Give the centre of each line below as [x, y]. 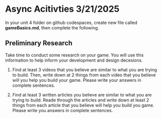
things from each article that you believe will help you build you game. [83, 105]
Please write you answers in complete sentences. [63, 110]
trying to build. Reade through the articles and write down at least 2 [81, 100]
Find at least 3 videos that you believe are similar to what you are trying [85, 70]
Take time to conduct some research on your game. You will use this [74, 55]
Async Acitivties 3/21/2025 [62, 9]
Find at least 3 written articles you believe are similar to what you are [82, 94]
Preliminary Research [39, 43]
